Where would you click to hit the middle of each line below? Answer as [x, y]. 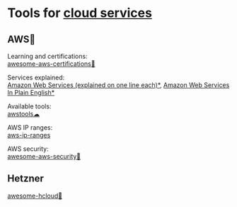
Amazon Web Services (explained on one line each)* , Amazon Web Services [118, 85]
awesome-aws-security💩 [44, 156]
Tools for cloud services [80, 13]
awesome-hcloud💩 [35, 196]
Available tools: [29, 106]
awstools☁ [24, 114]
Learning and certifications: [47, 56]
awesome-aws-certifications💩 [51, 64]
